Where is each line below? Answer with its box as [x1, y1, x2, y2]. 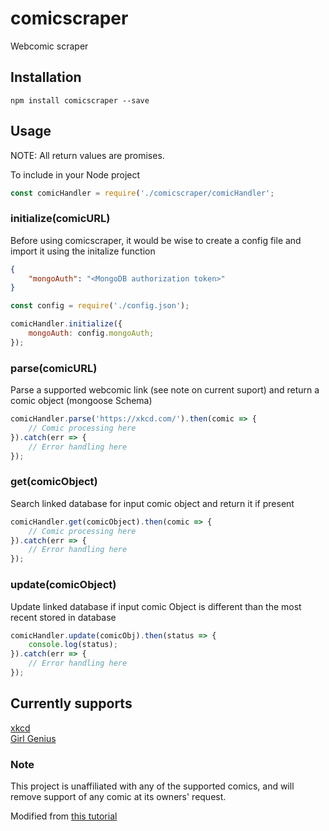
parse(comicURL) [10, 361, 98, 375]
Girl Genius [10, 732, 57, 744]
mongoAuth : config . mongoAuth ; [28, 328, 155, 339]
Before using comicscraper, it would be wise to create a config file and [10, 234, 302, 246]
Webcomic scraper [10, 40, 89, 52]
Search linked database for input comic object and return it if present [10, 497, 295, 509]
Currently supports [10, 695, 133, 712]
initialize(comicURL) [10, 212, 111, 226]
